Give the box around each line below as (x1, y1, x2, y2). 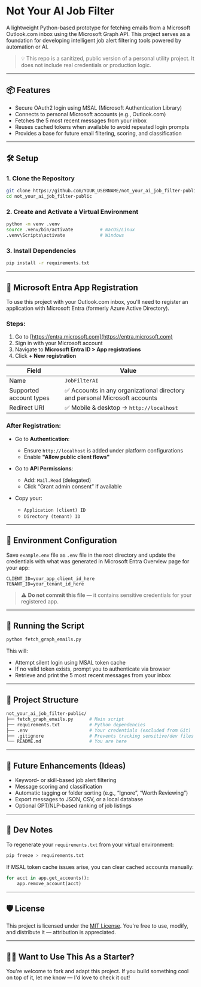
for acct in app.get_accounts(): (6, 875, 90, 881)
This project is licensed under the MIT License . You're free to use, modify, (6, 922, 188, 929)
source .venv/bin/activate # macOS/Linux (6, 227, 135, 233)
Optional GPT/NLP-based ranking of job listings (14, 802, 132, 810)
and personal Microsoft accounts (65, 394, 157, 402)
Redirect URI (9, 403, 45, 412)
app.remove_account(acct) (17, 880, 82, 886)
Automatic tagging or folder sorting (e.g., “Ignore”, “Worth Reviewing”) (14, 789, 188, 796)
